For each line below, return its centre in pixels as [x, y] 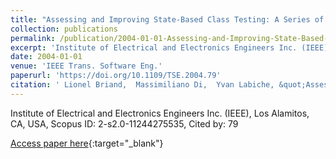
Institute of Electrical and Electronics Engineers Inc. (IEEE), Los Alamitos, [160, 113]
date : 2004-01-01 [46, 57]
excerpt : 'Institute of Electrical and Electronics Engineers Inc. [154, 47]
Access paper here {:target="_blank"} [87, 143]
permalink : [33, 38]
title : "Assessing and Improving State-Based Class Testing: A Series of [167, 19]
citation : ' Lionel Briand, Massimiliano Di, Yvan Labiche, [142, 85]
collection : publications [64, 29]
